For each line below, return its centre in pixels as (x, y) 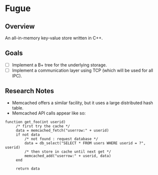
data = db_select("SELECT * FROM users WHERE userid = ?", (85, 143)
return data (28, 168)
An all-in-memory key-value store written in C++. (54, 38)
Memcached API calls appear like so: (49, 113)
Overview (20, 26)
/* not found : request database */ (61, 139)
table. (18, 108)
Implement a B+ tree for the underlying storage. (59, 65)
